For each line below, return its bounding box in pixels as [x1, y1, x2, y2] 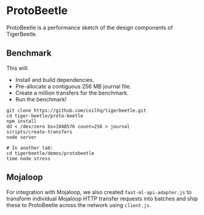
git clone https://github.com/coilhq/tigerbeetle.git [6, 107, 147, 114]
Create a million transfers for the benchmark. [15, 89, 129, 97]
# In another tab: [6, 145, 53, 151]
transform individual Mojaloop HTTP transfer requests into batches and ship [6, 195, 198, 202]
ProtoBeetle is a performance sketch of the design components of [6, 24, 173, 31]
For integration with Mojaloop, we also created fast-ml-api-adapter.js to [6, 188, 192, 195]
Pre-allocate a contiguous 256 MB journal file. [15, 82, 132, 90]
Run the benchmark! [15, 95, 67, 103]
